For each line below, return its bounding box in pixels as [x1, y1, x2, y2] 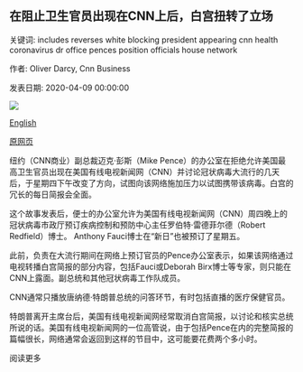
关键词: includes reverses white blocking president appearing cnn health [9, 34, 279, 45]
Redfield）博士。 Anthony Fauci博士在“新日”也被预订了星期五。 [9, 230, 245, 241]
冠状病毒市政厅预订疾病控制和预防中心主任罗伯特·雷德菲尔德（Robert [9, 219, 266, 230]
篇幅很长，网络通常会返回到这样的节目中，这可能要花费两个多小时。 [9, 333, 262, 344]
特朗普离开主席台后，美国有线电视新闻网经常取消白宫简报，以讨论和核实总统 [9, 311, 294, 321]
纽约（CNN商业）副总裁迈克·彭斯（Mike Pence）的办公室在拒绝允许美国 [9, 154, 279, 165]
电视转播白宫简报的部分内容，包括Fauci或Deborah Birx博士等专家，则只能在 [9, 261, 291, 272]
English [9, 116, 37, 128]
